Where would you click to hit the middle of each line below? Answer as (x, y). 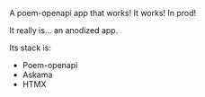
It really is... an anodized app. (64, 30)
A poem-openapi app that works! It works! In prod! (103, 13)
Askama (37, 75)
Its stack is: (31, 48)
